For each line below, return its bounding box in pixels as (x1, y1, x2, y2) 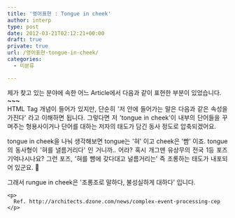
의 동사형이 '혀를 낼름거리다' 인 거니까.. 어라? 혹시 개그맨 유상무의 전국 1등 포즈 (7, 145, 228, 154)
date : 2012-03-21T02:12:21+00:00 (7, 29, 105, 37)
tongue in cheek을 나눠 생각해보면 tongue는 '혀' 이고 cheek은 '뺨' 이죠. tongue (7, 137, 228, 145)
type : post (7, 23, 39, 30)
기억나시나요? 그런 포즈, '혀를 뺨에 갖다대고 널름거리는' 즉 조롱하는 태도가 (7, 154, 209, 163)
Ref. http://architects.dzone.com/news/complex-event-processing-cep (13, 198, 220, 205)
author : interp (7, 17, 52, 24)
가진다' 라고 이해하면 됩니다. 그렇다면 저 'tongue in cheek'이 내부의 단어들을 (7, 113, 220, 122)
